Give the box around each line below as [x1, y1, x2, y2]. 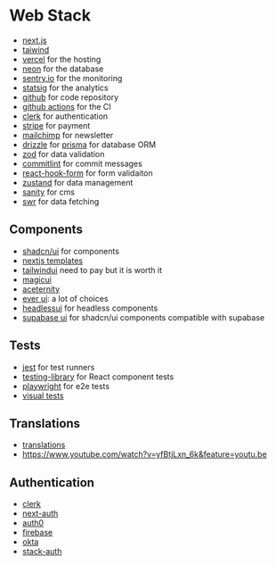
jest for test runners [21, 361, 95, 372]
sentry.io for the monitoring [21, 72, 123, 83]
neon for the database [21, 63, 104, 74]
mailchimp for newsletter [21, 129, 114, 140]
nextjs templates [21, 255, 83, 266]
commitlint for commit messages [21, 158, 142, 169]
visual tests [21, 390, 64, 401]
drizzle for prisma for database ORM [21, 139, 157, 150]
